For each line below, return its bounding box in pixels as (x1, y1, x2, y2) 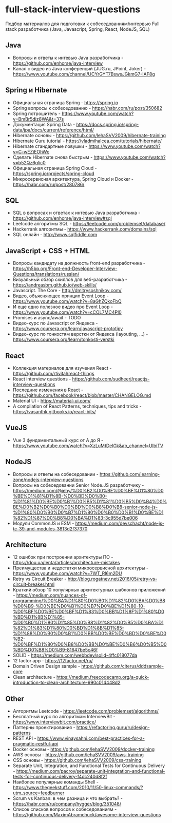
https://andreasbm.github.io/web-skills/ (12, 282, 97, 288)
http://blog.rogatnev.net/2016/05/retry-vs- (67, 576, 158, 582)
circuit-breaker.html (12, 581, 55, 587)
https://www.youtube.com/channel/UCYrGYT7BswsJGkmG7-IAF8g (12, 71, 155, 77)
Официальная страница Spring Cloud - (12, 165, 97, 171)
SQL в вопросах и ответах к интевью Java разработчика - (12, 209, 141, 216)
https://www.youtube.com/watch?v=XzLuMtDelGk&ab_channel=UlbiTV (12, 443, 163, 449)
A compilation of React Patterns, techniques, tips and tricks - (12, 403, 142, 409)
